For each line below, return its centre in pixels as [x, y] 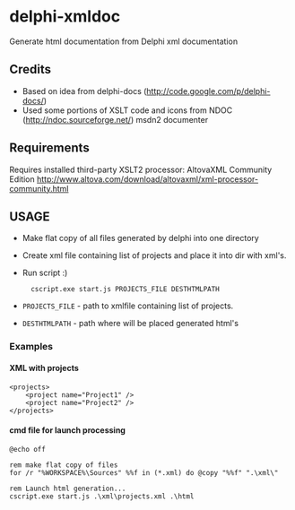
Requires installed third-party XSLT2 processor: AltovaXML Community [141, 169]
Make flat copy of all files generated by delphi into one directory [141, 238]
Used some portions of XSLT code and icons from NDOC [127, 110]
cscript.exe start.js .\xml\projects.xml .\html [102, 496]
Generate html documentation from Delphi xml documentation [124, 41]
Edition [22, 179]
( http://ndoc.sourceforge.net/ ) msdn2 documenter [115, 119]
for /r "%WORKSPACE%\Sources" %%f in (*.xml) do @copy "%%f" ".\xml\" [144, 472]
